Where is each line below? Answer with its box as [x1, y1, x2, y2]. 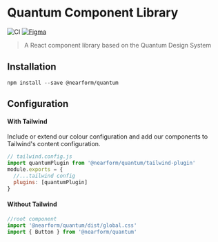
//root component [7, 215, 57, 222]
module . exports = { [7, 166, 63, 173]
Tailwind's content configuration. [7, 140, 101, 148]
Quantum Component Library [7, 5, 179, 21]
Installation [7, 61, 57, 73]
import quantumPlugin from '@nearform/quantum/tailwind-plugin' [7, 160, 196, 167]
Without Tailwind [7, 200, 57, 208]
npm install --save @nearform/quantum [7, 79, 119, 86]
